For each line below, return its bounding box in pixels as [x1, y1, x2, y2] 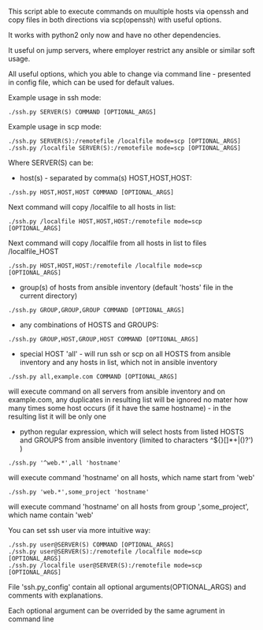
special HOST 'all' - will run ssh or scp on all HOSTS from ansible [19, 349, 231, 358]
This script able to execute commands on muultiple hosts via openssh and [8, 7, 250, 16]
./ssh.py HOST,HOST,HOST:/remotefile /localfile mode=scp [8, 262, 202, 270]
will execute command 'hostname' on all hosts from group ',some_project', [8, 502, 250, 511]
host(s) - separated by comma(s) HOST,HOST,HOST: [19, 173, 192, 182]
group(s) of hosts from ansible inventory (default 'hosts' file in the [19, 283, 234, 292]
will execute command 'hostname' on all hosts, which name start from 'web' [8, 473, 255, 482]
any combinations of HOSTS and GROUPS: [19, 320, 159, 330]
